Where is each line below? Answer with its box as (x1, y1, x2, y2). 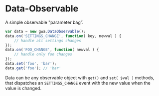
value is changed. (5, 85, 41, 91)
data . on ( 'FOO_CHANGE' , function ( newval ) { (5, 48, 99, 52)
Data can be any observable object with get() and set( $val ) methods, (5, 75, 155, 81)
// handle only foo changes (14, 52, 72, 57)
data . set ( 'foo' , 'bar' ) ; (5, 61, 57, 66)
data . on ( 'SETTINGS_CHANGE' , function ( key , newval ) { (5, 33, 122, 39)
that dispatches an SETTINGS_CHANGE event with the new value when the (5, 80, 151, 86)
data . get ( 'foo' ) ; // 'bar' (5, 65, 61, 71)
